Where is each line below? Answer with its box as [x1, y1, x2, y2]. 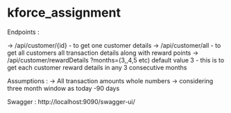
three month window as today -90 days [7, 84, 120, 92]
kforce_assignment [7, 5, 121, 21]
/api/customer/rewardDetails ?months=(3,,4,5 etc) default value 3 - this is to [7, 55, 225, 64]
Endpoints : [7, 28, 40, 36]
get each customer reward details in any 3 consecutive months [7, 63, 187, 71]
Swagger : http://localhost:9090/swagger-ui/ [7, 97, 135, 105]
